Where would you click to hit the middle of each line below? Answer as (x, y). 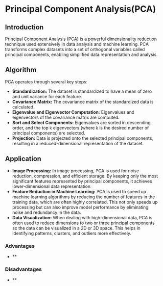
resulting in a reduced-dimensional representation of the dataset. (78, 143)
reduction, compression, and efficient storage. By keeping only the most (85, 176)
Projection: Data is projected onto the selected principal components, (82, 138)
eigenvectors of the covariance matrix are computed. (66, 117)
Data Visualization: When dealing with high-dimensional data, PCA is (82, 217)
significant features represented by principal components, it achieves (82, 181)
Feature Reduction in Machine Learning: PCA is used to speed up (79, 191)
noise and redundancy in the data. (47, 212)
